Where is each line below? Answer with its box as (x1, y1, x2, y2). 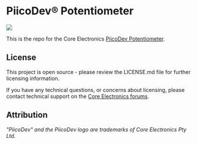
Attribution (6, 110, 48, 120)
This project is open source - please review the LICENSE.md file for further (6, 68, 191, 75)
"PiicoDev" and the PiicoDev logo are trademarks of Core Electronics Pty (6, 125, 187, 133)
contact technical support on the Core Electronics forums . (6, 93, 150, 100)
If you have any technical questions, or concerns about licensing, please (6, 86, 185, 93)
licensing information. (6, 75, 60, 82)
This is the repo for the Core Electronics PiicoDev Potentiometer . (6, 35, 165, 42)
